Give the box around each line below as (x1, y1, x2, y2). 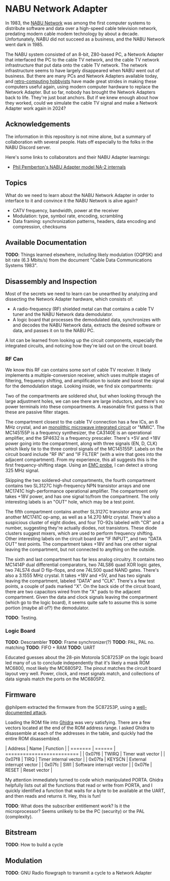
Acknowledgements (5, 120, 71, 128)
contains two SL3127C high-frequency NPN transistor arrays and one (5, 483, 150, 489)
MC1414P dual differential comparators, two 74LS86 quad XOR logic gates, (5, 562, 161, 568)
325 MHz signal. (5, 468, 40, 474)
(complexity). (5, 813, 33, 820)
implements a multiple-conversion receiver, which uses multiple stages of (5, 372, 159, 378)
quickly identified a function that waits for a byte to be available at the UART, (5, 788, 165, 794)
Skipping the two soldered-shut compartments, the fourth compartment (5, 477, 156, 483)
